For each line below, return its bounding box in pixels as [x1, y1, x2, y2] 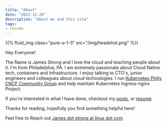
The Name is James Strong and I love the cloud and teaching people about [5, 59, 160, 65]
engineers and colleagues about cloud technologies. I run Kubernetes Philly [5, 75, 162, 81]
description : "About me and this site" [5, 17, 89, 22]
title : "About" [5, 7, 37, 13]
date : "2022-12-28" [5, 12, 46, 17]
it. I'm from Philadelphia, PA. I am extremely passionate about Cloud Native [5, 65, 160, 71]
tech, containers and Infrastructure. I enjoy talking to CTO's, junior [5, 70, 142, 76]
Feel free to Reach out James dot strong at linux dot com [5, 115, 123, 121]
